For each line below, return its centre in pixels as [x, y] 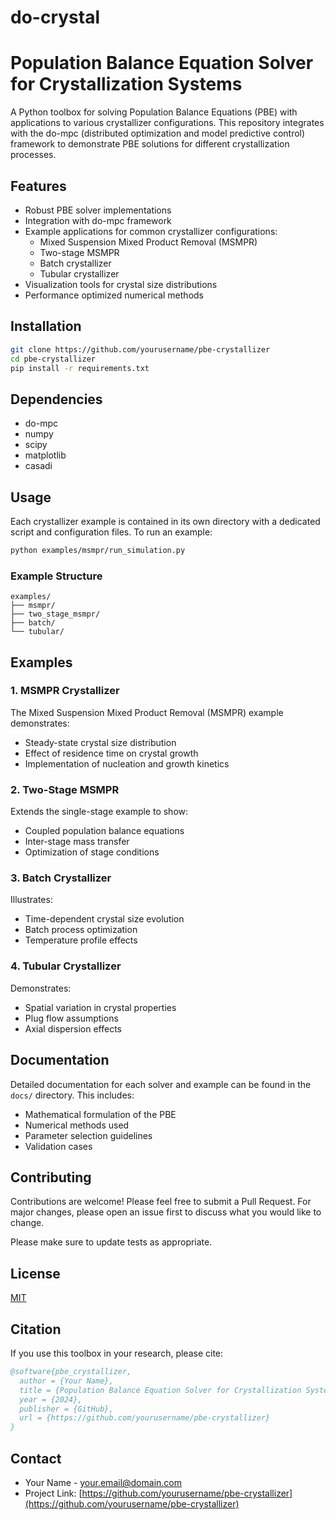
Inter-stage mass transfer [77, 842]
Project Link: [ [53, 1493]
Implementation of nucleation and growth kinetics [127, 763]
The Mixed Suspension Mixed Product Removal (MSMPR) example [147, 712]
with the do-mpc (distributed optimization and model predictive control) [158, 133]
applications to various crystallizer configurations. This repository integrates [167, 123]
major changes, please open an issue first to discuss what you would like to [166, 1212]
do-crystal [55, 17]
